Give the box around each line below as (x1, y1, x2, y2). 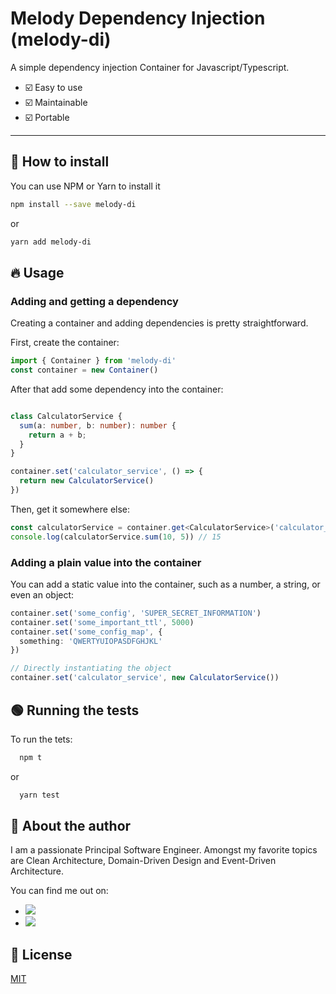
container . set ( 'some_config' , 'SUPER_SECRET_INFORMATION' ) (10, 608, 262, 618)
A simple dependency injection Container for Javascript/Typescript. (10, 61, 290, 73)
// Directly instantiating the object (10, 663, 172, 674)
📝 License (10, 946, 73, 963)
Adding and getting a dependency (10, 294, 179, 308)
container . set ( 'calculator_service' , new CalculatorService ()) (10, 673, 280, 683)
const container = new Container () (10, 365, 159, 376)
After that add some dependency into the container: (10, 383, 224, 395)
